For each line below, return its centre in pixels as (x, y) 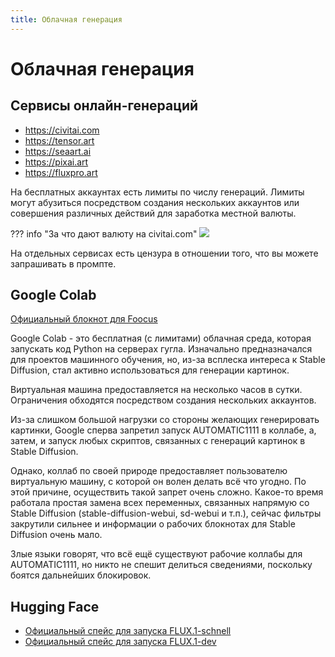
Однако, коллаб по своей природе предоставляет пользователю (149, 471)
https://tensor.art (59, 140)
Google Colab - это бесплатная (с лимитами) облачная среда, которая (161, 338)
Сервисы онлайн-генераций (104, 106)
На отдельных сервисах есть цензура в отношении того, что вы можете (164, 253)
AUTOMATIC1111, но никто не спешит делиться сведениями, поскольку (161, 565)
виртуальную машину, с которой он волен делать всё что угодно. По (158, 482)
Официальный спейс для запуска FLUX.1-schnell (128, 631)
